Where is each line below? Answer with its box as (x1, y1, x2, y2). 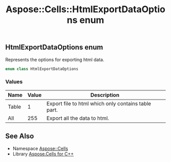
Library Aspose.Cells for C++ (12, 151, 74, 157)
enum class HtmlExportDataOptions (5, 66, 79, 72)
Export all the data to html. (46, 114, 109, 121)
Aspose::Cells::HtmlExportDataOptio (6, 4, 165, 15)
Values (5, 78, 23, 85)
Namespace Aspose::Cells (12, 145, 68, 151)
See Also (5, 132, 34, 141)
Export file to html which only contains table (46, 100, 151, 107)
